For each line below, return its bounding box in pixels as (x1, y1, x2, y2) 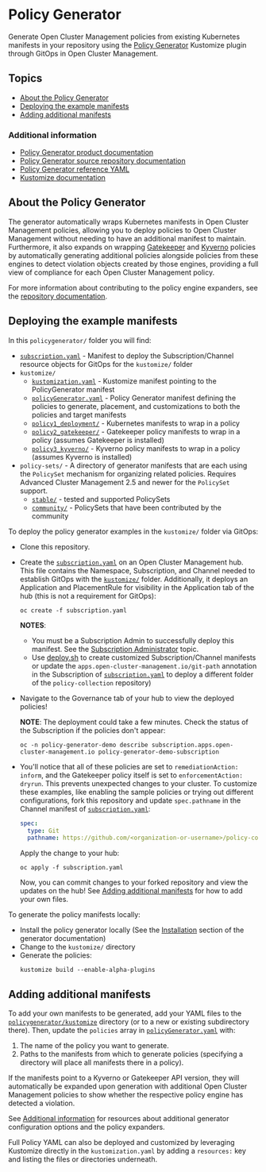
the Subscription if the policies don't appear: (19, 725, 166, 735)
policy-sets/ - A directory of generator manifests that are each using (19, 461, 248, 470)
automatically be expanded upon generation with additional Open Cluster (8, 1081, 248, 1091)
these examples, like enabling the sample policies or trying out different (19, 787, 254, 796)
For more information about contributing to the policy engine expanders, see (8, 283, 258, 292)
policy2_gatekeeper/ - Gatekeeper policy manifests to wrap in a (31, 426, 241, 436)
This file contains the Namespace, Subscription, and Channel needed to (19, 565, 256, 575)
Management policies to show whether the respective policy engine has (8, 1090, 244, 1100)
